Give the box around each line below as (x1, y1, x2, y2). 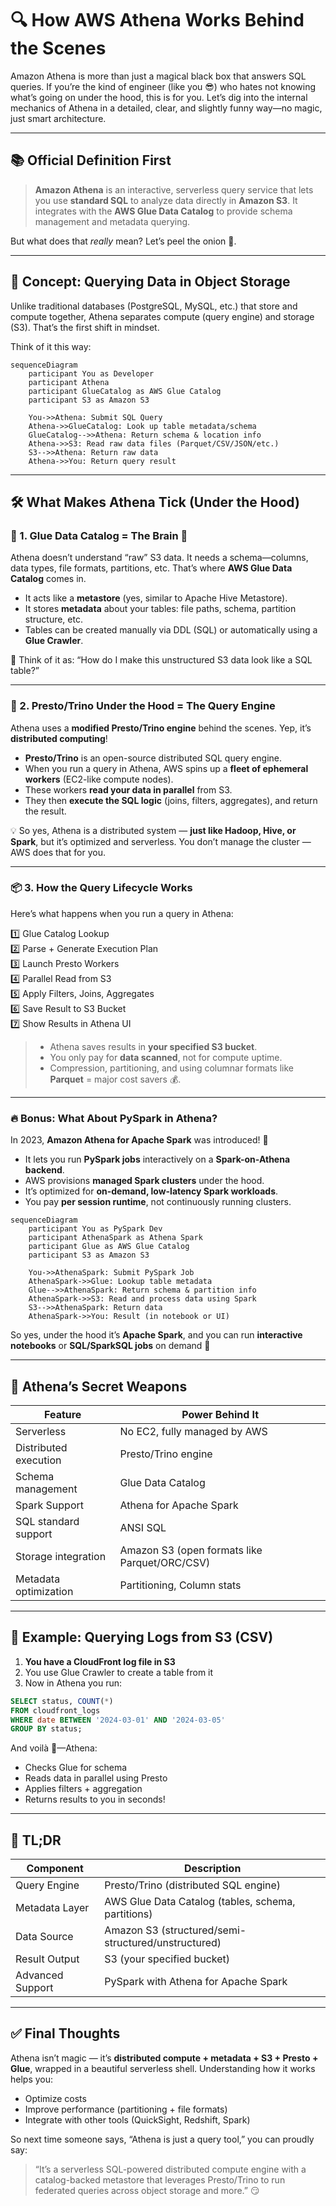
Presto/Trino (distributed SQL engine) (104, 1878, 282, 1892)
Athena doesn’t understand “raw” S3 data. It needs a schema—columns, (10, 552, 309, 564)
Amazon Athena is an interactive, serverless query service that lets (34, 183, 314, 196)
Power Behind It (181, 1407, 260, 1421)
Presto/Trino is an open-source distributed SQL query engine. (24, 752, 283, 764)
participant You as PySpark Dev (28, 1224, 163, 1234)
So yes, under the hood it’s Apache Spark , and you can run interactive (10, 1329, 303, 1341)
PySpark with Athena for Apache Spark (104, 1975, 288, 1989)
